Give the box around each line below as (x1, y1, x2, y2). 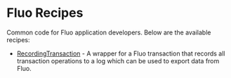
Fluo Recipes (6, 5, 84, 21)
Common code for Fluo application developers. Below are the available (6, 28, 211, 37)
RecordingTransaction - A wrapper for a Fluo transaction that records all (16, 49, 225, 58)
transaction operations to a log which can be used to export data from (16, 56, 220, 65)
